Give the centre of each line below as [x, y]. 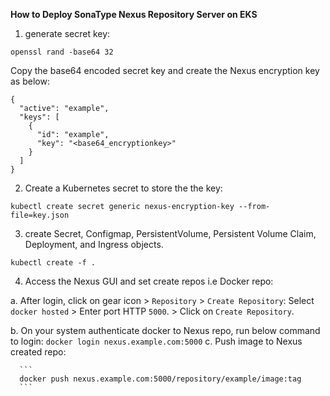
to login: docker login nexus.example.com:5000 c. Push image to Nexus [156, 341]
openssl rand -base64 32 [62, 52]
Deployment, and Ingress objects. [94, 244]
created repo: [38, 352]
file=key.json [40, 215]
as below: [30, 81]
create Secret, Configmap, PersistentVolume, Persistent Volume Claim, [170, 233]
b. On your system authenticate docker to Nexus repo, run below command [165, 330]
